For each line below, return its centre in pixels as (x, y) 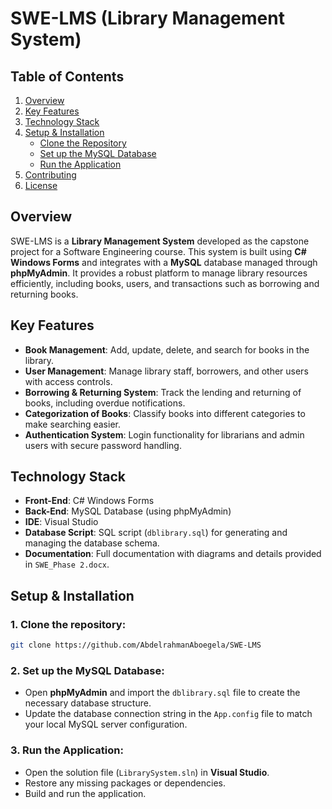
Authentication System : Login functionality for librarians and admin (164, 434)
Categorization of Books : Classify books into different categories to (165, 413)
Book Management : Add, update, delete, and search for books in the (167, 349)
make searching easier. (72, 424)
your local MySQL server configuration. (106, 724)
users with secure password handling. (103, 445)
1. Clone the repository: (68, 624)
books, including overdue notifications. (105, 403)
